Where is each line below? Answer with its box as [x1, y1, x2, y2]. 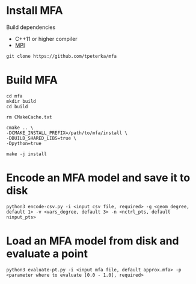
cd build [6, 103, 28, 110]
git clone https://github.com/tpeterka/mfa [6, 53, 117, 59]
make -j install [6, 151, 47, 157]
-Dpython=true [6, 140, 42, 146]
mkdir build [6, 98, 36, 104]
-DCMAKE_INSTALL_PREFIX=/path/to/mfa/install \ [6, 130, 128, 136]
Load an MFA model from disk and [6, 234, 179, 247]
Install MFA [6, 4, 63, 17]
